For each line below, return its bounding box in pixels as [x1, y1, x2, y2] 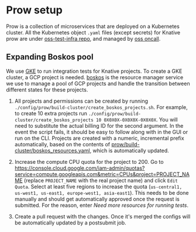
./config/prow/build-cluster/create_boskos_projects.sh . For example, [14, 103, 188, 111]
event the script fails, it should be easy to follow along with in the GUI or [14, 128, 188, 135]
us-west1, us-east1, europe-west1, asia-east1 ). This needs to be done [14, 189, 189, 196]
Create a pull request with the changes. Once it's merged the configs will [14, 213, 191, 220]
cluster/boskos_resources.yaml [14, 147, 90, 154]
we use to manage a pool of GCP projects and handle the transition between [6, 80, 190, 87]
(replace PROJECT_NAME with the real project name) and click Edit [23, 177, 178, 184]
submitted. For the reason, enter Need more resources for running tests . [14, 202, 189, 209]
